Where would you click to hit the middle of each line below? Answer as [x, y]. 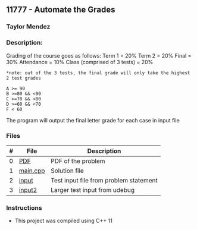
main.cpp [32, 171]
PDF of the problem [78, 161]
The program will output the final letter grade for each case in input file [93, 120]
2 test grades [24, 78]
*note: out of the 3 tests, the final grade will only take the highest [98, 73]
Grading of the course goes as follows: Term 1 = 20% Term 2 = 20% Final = [99, 55]
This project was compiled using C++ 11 [64, 221]
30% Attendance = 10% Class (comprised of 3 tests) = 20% [80, 62]
